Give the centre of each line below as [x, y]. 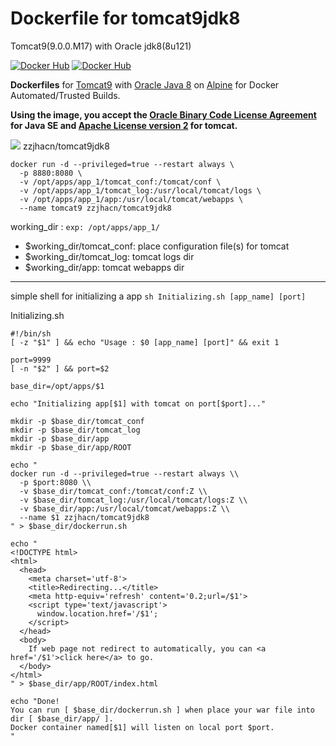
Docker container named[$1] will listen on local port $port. [142, 727]
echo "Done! [35, 701]
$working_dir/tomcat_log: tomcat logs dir [109, 256]
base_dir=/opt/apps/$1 [57, 386]
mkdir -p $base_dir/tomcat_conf [77, 421]
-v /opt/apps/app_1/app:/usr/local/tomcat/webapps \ [131, 199]
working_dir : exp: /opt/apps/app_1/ [85, 226]
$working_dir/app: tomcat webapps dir [104, 267]
